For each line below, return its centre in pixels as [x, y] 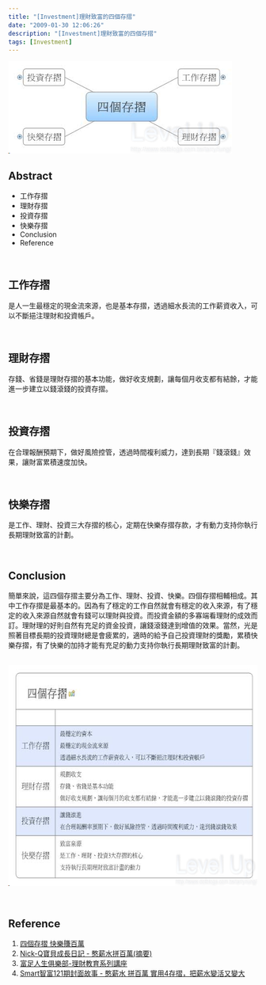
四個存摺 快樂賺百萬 [52, 943]
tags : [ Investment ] [40, 42]
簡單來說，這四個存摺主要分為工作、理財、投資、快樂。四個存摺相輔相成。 [129, 596]
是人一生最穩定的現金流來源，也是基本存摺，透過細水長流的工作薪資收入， [129, 306]
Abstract [30, 175]
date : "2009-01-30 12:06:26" [56, 25]
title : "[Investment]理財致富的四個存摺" [72, 17]
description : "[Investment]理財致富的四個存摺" [83, 33]
